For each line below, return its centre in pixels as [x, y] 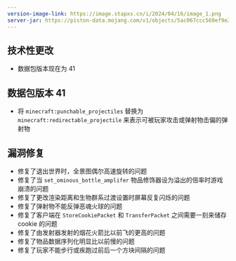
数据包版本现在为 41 [46, 69]
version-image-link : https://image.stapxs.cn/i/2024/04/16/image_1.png [114, 14]
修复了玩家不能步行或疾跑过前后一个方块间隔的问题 [91, 250]
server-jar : [25, 20]
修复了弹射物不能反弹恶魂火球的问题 [70, 206]
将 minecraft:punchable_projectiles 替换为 [80, 111]
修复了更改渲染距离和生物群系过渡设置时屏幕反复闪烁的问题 [104, 197]
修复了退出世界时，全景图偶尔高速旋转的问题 [82, 171]
